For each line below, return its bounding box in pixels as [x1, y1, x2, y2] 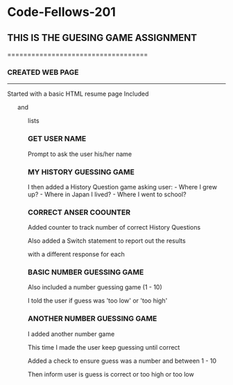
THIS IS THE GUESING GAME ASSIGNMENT [7, 32, 198, 44]
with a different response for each [27, 250, 125, 259]
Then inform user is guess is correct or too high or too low [27, 370, 194, 378]
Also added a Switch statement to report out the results [27, 237, 186, 245]
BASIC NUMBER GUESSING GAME [27, 268, 144, 277]
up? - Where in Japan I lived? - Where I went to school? [27, 190, 187, 198]
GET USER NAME [27, 134, 87, 144]
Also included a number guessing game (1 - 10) [27, 283, 163, 291]
